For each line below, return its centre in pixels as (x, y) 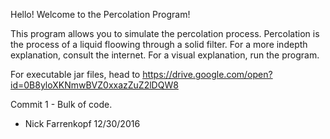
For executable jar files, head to (75, 74)
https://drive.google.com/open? (207, 74)
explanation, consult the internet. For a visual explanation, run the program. (165, 55)
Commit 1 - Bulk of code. (61, 104)
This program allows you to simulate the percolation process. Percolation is (165, 33)
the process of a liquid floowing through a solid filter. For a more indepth (159, 44)
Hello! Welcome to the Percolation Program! (100, 14)
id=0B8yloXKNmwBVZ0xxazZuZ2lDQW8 (94, 85)
